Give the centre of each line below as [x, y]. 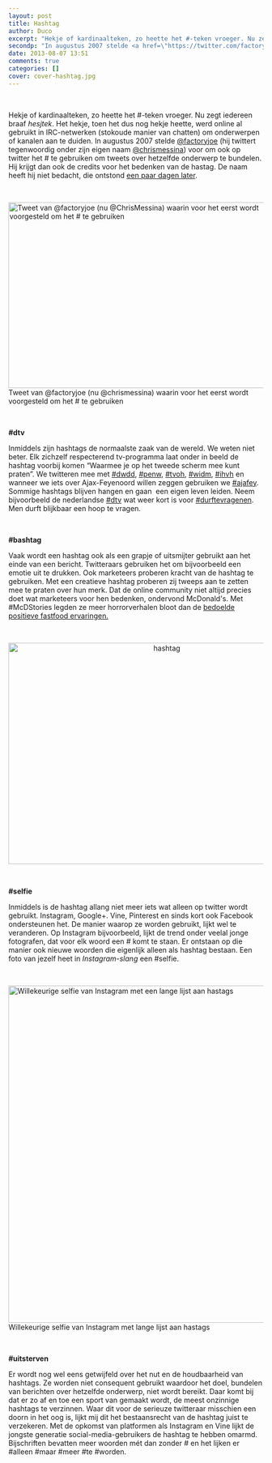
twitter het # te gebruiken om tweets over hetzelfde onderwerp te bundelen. [135, 158]
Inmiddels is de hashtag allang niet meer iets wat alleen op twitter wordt [128, 906]
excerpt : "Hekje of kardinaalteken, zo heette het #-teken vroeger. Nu [132, 38]
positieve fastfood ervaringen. [59, 616]
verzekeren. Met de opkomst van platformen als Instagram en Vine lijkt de [132, 1426]
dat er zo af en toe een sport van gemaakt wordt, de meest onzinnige [124, 1400]
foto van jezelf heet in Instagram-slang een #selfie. [94, 958]
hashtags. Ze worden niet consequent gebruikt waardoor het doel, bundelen [136, 1383]
